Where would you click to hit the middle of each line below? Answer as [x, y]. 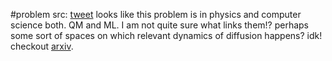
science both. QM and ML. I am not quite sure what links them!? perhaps [160, 25]
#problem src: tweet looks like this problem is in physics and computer [156, 14]
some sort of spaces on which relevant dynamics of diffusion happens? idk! [166, 35]
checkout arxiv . [42, 46]
